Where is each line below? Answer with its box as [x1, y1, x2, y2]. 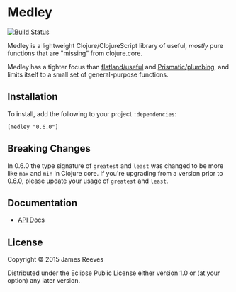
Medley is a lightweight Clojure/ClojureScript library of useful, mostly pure [7, 41, 224, 50]
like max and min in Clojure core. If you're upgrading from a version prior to [7, 169, 223, 177]
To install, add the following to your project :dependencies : [7, 109, 177, 118]
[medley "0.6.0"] [7, 123, 59, 130]
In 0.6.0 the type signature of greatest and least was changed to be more [7, 161, 224, 170]
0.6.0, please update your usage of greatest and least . [7, 176, 169, 185]
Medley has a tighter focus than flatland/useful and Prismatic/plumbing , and [7, 62, 229, 71]
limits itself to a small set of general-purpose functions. [7, 70, 169, 79]
